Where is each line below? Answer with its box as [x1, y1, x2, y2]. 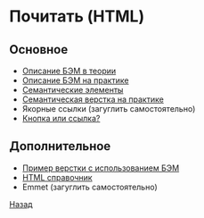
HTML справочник [21, 172, 93, 182]
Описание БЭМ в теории [21, 65, 117, 76]
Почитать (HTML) [9, 6, 145, 27]
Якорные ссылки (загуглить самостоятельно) [21, 104, 196, 113]
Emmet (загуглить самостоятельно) [21, 181, 158, 192]
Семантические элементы [21, 85, 124, 95]
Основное [9, 42, 69, 57]
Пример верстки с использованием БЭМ [21, 163, 180, 173]
